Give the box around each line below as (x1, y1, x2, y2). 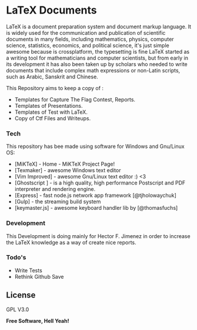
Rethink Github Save (14, 273, 64, 280)
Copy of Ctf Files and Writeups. (14, 114, 91, 121)
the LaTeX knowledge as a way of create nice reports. (6, 239, 136, 246)
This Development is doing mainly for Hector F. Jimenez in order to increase (6, 232, 191, 239)
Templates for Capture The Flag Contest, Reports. (14, 95, 136, 103)
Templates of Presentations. (14, 102, 83, 109)
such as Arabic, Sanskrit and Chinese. (6, 73, 98, 80)
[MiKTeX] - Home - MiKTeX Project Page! (14, 160, 115, 168)
